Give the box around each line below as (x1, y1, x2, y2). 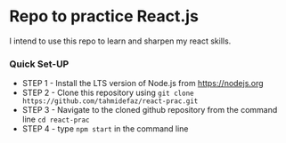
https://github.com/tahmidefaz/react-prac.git (21, 97, 199, 106)
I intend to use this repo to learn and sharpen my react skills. (9, 36, 232, 46)
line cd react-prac (21, 114, 91, 125)
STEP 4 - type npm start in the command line (21, 123, 189, 134)
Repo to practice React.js (9, 6, 199, 27)
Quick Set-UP (9, 58, 69, 70)
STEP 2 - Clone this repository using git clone (21, 87, 194, 99)
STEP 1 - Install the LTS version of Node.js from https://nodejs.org (21, 78, 265, 89)
